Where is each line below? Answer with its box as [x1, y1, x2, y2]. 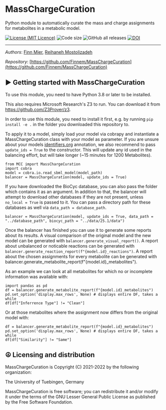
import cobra [5, 166, 32, 171]
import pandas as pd [5, 283, 48, 288]
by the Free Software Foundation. [5, 399, 73, 405]
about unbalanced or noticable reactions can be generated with [5, 243, 135, 249]
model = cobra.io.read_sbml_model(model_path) [5, 170, 103, 175]
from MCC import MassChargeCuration [5, 161, 81, 167]
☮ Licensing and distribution [5, 351, 95, 359]
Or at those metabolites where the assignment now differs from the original [5, 309, 158, 315]
